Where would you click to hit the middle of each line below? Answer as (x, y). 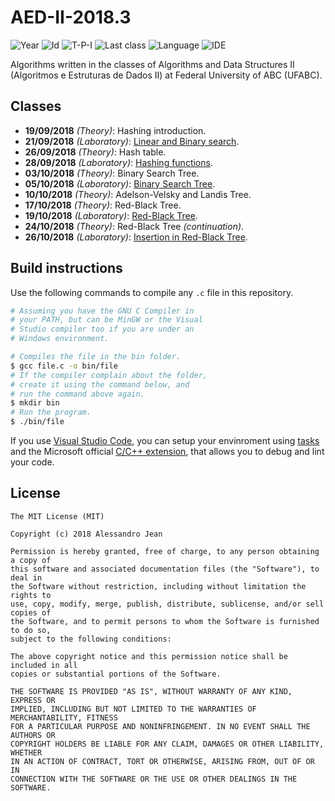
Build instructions (66, 268)
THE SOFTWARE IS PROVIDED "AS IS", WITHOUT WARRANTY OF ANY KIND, (151, 691)
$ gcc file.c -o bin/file (64, 366)
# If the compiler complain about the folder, (109, 375)
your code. (32, 462)
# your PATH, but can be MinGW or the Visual (106, 320)
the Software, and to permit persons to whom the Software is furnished (165, 621)
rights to (31, 595)
